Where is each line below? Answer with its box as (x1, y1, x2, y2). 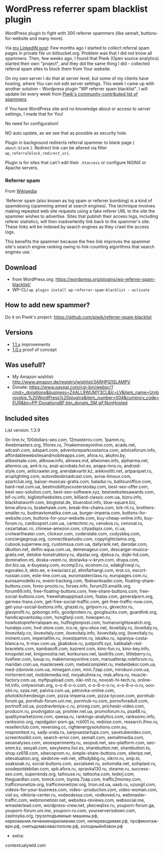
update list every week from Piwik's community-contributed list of (5, 91, 138, 97)
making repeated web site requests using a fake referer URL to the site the (5, 208, 155, 214)
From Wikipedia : (5, 188, 38, 194)
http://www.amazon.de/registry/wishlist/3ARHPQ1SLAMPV (12, 379, 131, 385)
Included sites (5, 414, 49, 422)
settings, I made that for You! (5, 111, 64, 117)
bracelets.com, (5, 646, 35, 652)
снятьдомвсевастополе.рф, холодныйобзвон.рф (22, 824, 123, 829)
